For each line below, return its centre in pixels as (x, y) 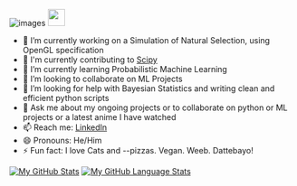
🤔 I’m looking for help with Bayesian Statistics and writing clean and (148, 88)
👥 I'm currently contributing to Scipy (90, 60)
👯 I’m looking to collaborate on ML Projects (102, 79)
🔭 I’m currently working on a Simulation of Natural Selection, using (146, 40)
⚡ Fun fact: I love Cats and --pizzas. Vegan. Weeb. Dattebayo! (138, 150)
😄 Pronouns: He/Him (62, 140)
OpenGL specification (63, 50)
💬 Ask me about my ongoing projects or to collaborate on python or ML (155, 107)
